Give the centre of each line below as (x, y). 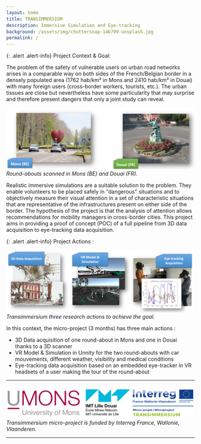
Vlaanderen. (22, 429)
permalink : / (22, 38)
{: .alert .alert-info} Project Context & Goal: (58, 56)
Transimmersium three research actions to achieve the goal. (81, 316)
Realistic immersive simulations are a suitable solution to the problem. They (99, 185)
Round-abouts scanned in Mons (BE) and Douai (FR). (72, 173)
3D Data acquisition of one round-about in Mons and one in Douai (96, 340)
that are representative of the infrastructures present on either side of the (97, 204)
